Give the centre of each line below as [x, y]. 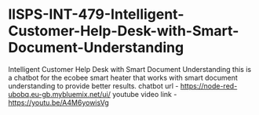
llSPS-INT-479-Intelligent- [96, 14]
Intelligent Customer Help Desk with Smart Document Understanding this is [130, 69]
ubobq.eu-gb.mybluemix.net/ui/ [60, 94]
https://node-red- [209, 86]
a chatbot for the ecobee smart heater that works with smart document [123, 77]
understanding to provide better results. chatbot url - [93, 86]
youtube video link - [145, 94]
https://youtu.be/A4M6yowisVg [59, 102]
